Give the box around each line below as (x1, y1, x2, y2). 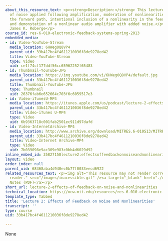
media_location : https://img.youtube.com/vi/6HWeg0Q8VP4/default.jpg (9, 73, 157, 78)
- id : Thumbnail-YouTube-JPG (5, 68, 66, 73)
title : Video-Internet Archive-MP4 (9, 138, 84, 143)
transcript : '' (5, 203, 37, 208)
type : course (5, 208, 32, 213)
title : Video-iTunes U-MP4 (9, 110, 66, 115)
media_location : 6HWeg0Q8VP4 (9, 45, 70, 50)
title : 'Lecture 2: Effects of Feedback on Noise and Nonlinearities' (5, 199, 155, 204)
